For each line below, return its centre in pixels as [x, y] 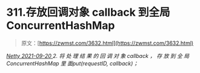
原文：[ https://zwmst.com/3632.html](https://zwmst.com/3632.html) [107, 43]
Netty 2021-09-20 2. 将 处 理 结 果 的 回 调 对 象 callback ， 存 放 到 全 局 [98, 56]
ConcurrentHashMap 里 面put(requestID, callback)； [72, 63]
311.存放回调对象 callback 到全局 [88, 12]
